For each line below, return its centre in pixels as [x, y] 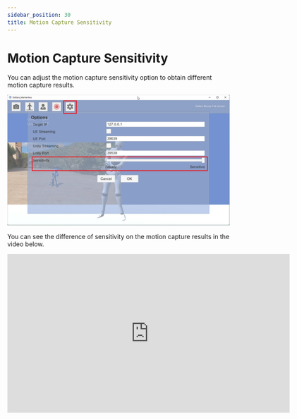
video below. [26, 244]
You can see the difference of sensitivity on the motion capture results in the [119, 237]
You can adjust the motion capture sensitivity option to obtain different [110, 78]
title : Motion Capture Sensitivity [60, 22]
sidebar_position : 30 [39, 15]
